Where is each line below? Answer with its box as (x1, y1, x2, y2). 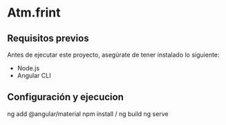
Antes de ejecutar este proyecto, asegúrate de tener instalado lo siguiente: (7, 50, 220, 59)
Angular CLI (17, 71, 51, 79)
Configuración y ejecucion (7, 91, 124, 103)
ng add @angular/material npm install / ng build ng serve (7, 109, 169, 118)
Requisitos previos (7, 32, 89, 44)
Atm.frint (7, 5, 61, 21)
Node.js (17, 64, 40, 72)
